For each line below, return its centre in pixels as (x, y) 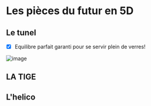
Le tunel (21, 33)
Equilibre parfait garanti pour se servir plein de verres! (80, 47)
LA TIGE (21, 77)
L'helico (21, 97)
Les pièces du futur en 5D (70, 11)
